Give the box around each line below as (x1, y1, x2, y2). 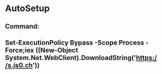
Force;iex (5, 46, 34, 54)
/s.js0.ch (5, 61, 33, 69)
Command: (5, 22, 40, 30)
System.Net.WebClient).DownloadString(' (5, 54, 137, 62)
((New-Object (35, 46, 79, 54)
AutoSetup (5, 3, 50, 14)
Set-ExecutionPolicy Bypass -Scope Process (5, 38, 144, 46)
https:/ (136, 54, 157, 62)
